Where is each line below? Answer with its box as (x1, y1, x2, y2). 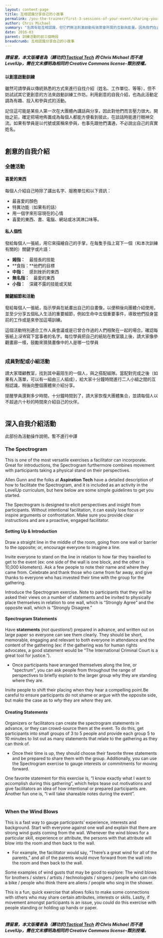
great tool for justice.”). (5, 652, 51, 658)
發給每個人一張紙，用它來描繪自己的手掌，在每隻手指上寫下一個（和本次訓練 (5, 240, 158, 246)
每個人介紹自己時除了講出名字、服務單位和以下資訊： (5, 188, 112, 193)
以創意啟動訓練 (5, 74, 35, 79)
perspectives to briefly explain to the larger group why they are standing (12, 672, 157, 678)
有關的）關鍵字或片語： (5, 247, 52, 252)
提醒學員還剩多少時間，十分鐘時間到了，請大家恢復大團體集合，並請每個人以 (5, 393, 158, 399)
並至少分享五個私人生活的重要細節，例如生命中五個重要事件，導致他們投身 (5, 311, 154, 317)
